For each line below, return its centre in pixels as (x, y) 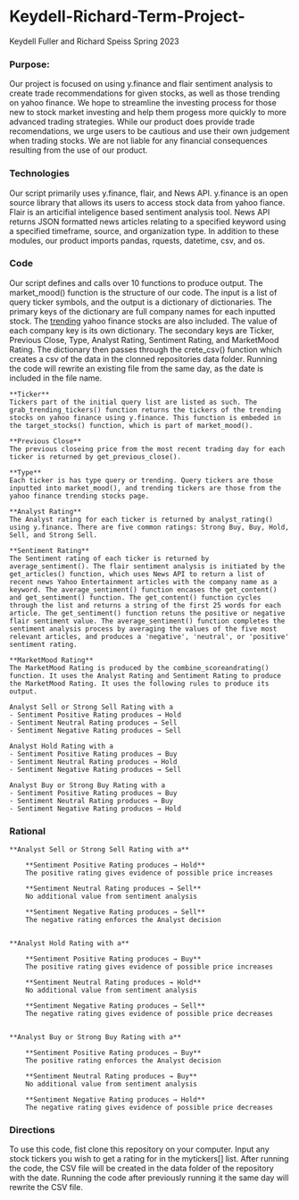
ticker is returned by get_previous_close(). (95, 457)
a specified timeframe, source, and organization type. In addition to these (144, 231)
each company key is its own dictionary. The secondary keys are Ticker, (142, 330)
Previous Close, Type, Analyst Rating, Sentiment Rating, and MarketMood (144, 340)
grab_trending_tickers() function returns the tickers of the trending (145, 410)
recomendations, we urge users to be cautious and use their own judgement (149, 131)
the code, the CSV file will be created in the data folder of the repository (141, 1169)
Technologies (39, 173)
